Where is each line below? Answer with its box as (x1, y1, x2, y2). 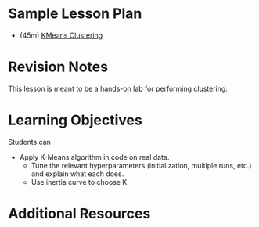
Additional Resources (8, 205, 151, 222)
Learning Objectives (8, 111, 142, 129)
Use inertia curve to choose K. (31, 177, 129, 186)
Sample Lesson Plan (8, 5, 142, 23)
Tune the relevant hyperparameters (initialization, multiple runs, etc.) (31, 160, 252, 170)
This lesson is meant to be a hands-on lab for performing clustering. (8, 84, 228, 93)
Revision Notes (8, 58, 108, 76)
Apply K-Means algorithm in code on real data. (19, 152, 170, 161)
